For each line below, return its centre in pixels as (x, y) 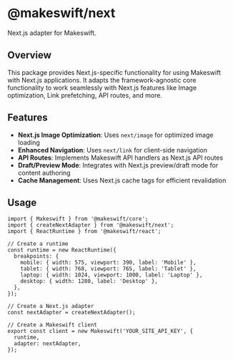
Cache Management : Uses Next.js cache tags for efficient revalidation (122, 180)
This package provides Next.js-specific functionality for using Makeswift (114, 72)
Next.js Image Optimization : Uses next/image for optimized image (115, 135)
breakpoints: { (36, 257)
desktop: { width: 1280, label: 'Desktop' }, (89, 282)
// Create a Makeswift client (53, 325)
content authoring (44, 173)
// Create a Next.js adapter (51, 307)
